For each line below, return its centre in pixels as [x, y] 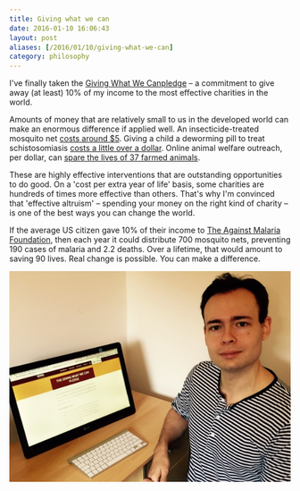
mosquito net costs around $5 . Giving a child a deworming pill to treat [137, 139]
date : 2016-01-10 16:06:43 [59, 28]
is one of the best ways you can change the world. [102, 213]
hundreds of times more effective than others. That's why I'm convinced [142, 194]
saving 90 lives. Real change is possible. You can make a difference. [135, 258]
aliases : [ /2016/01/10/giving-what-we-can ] [92, 47]
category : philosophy [50, 57]
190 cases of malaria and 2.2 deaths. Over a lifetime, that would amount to [146, 250]
